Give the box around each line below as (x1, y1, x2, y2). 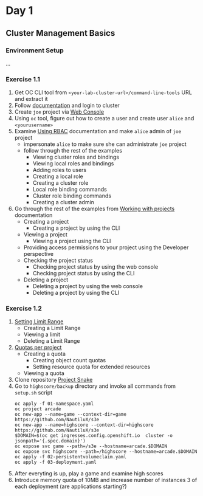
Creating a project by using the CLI (32, 224, 120, 232)
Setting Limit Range (14, 318, 64, 325)
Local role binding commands (32, 186, 107, 193)
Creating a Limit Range (23, 325, 81, 332)
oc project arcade (14, 406, 61, 412)
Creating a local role (32, 173, 83, 180)
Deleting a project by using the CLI (32, 289, 120, 297)
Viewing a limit (23, 331, 61, 338)
